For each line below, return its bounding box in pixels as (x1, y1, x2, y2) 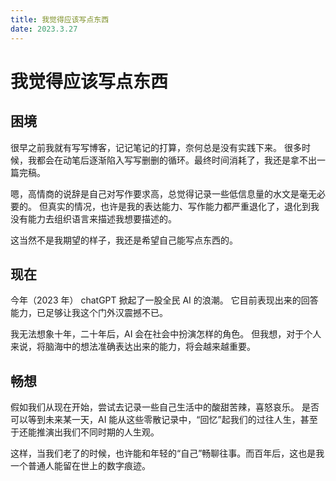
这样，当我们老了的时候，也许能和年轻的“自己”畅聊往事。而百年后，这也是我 (10, 447, 325, 460)
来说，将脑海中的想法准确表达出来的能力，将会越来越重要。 (10, 341, 256, 353)
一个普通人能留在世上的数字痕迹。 (10, 460, 151, 472)
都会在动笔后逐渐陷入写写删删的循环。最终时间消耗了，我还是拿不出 (36, 154, 317, 166)
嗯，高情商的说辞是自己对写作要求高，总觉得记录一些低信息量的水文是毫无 (10, 187, 317, 200)
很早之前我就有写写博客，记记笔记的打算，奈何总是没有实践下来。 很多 (10, 141, 302, 153)
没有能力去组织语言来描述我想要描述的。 (10, 212, 177, 225)
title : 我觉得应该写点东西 (10, 14, 110, 25)
